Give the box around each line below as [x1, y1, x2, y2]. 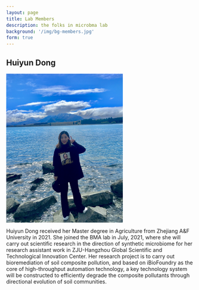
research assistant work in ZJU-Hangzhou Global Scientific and [6, 246, 163, 253]
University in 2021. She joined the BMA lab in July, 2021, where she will [6, 233, 181, 241]
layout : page [6, 10, 39, 15]
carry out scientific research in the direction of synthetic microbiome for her [6, 240, 192, 247]
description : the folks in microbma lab [6, 22, 108, 28]
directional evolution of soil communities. [6, 277, 107, 285]
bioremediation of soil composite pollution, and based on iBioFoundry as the [6, 259, 193, 266]
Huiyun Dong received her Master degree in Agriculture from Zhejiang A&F [6, 227, 189, 235]
